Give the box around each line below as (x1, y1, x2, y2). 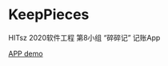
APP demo (8, 49, 43, 58)
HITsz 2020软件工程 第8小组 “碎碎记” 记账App (8, 33, 161, 42)
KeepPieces (8, 6, 90, 24)
